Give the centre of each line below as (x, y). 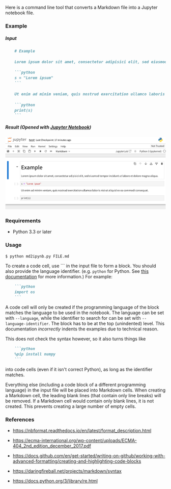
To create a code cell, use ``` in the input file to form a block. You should (81, 266)
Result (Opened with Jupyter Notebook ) (48, 127)
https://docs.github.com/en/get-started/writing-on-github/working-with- (89, 456)
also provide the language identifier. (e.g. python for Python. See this (77, 271)
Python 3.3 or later (32, 232)
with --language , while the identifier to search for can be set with (73, 318)
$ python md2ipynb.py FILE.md (37, 256)
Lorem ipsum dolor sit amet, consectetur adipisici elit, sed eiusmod (91, 62)
